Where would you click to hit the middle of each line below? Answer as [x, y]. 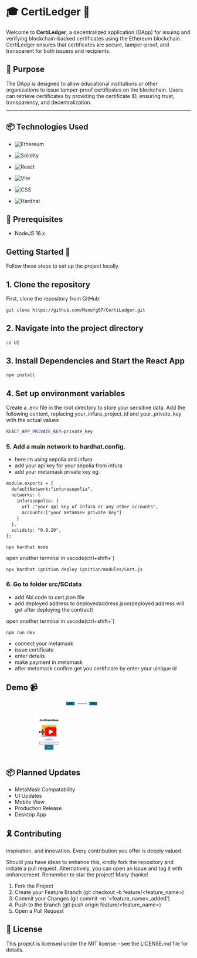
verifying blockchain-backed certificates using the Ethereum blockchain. [94, 38]
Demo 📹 [22, 687]
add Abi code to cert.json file [50, 597]
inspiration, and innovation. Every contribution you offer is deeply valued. [94, 851]
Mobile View [30, 802]
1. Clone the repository [48, 284]
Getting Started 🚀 [38, 252]
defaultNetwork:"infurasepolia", [52, 489]
